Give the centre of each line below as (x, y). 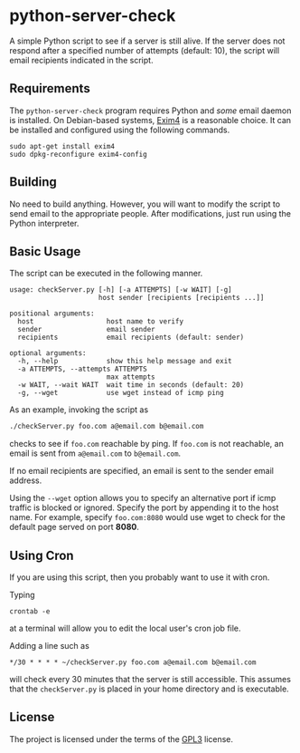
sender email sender (86, 330)
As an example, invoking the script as (79, 410)
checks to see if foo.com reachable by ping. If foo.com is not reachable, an (147, 444)
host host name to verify (100, 322)
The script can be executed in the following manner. (106, 274)
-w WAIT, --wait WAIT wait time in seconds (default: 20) (131, 385)
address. (26, 480)
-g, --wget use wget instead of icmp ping (121, 393)
